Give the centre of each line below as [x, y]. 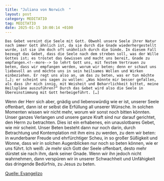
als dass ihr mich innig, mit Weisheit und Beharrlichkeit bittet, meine [82, 84]
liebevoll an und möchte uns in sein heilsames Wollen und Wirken [74, 71]
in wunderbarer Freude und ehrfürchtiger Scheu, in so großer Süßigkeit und [81, 138]
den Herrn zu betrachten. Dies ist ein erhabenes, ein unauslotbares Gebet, [80, 122]
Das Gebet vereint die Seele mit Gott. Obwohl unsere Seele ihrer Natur [81, 41]
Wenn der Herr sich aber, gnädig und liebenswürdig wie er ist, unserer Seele [82, 102]
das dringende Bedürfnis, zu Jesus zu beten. [50, 164]
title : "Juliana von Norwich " [38, 10]
